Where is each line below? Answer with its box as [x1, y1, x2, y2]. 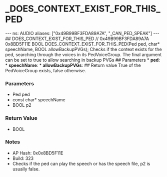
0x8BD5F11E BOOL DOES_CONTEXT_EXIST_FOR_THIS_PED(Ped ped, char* [5, 41, 160, 47]
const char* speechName [12, 97, 66, 103]
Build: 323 [12, 155, 34, 161]
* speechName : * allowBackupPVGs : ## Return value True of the [5, 62, 141, 68]
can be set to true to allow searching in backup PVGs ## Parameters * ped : [5, 57, 160, 63]
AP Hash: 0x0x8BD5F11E [12, 150, 63, 156]
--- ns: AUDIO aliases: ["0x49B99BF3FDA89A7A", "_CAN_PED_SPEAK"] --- [5, 30, 159, 36]
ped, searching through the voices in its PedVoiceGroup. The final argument [5, 51, 161, 58]
